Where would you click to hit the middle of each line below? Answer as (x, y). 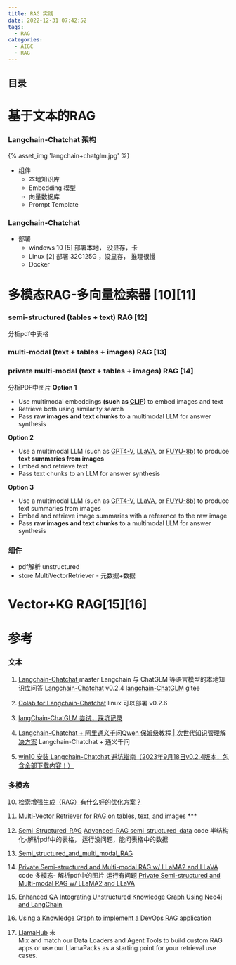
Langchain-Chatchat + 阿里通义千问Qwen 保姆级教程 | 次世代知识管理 (119, 733)
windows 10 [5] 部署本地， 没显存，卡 (83, 248)
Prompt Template (54, 204)
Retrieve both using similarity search (71, 409)
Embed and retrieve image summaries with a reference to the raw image (123, 516)
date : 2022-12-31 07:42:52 (47, 20)
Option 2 (21, 437)
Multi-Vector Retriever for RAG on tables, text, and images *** (107, 816)
